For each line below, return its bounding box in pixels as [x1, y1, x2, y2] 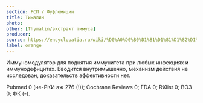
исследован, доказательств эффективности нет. [6, 72, 131, 79]
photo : [6, 20, 23, 26]
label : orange [6, 43, 42, 49]
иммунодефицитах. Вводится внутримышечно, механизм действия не [6, 65, 188, 72]
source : [6, 37, 26, 43]
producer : [6, 31, 31, 37]
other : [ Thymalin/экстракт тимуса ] [6, 25, 96, 32]
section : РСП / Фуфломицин [6, 8, 74, 15]
